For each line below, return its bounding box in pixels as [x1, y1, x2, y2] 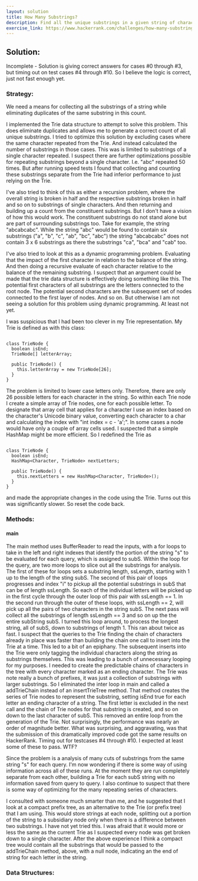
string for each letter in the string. [6, 854, 88, 861]
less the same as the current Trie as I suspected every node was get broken [6, 829, 190, 836]
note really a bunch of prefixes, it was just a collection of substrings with [6, 675, 183, 682]
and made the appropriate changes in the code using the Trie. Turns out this [6, 494, 191, 501]
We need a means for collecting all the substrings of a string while [6, 103, 167, 110]
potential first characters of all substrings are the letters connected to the [6, 281, 184, 289]
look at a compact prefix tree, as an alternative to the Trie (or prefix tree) [6, 804, 182, 811]
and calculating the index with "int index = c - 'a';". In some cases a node [6, 419, 184, 426]
